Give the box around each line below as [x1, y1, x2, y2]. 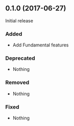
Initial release [5, 17, 33, 23]
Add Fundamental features [12, 42, 69, 48]
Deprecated [5, 55, 36, 62]
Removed [5, 79, 30, 86]
